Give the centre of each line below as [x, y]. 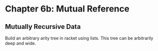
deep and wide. [21, 43]
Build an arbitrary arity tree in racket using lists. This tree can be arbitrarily [79, 38]
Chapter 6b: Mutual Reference [67, 9]
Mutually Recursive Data [43, 27]
